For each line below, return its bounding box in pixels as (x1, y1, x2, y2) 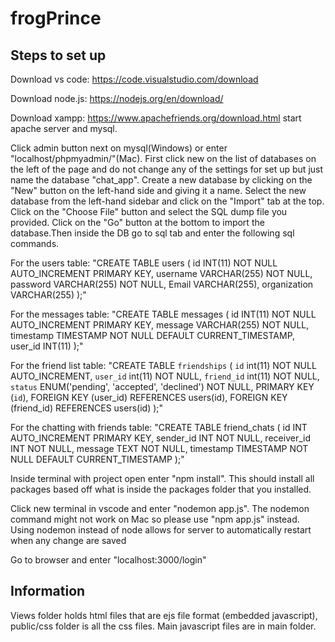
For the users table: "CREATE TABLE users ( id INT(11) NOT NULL (10, 257, 278, 269)
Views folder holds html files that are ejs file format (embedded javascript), (10, 609, 318, 621)
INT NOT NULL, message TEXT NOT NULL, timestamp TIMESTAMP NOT (10, 443, 309, 454)
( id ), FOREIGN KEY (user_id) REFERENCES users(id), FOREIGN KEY (10, 392, 288, 403)
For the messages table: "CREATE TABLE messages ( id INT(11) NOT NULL (10, 308, 317, 320)
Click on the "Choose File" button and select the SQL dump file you (10, 206, 288, 217)
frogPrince (10, 7, 102, 30)
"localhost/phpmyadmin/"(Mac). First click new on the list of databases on (10, 153, 317, 164)
